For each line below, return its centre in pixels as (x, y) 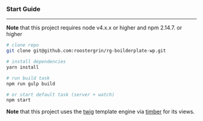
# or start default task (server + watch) (60, 95)
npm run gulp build (31, 84)
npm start (19, 100)
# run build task (28, 78)
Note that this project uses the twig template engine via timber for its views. (101, 112)
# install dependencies (36, 62)
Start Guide (24, 9)
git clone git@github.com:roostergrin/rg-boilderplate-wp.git (86, 51)
